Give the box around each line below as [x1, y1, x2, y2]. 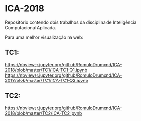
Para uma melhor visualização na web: [5, 34, 84, 40]
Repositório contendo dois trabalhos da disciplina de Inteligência [5, 19, 137, 25]
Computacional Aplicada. [5, 24, 56, 30]
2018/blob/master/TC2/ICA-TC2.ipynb [5, 110, 82, 116]
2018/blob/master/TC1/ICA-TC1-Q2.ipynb [5, 77, 89, 83]
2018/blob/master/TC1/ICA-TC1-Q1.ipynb [5, 67, 88, 73]
